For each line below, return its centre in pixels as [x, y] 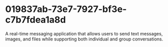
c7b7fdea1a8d [36, 20]
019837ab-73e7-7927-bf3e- [66, 9]
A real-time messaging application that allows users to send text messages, [84, 33]
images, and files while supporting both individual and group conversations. [84, 39]
